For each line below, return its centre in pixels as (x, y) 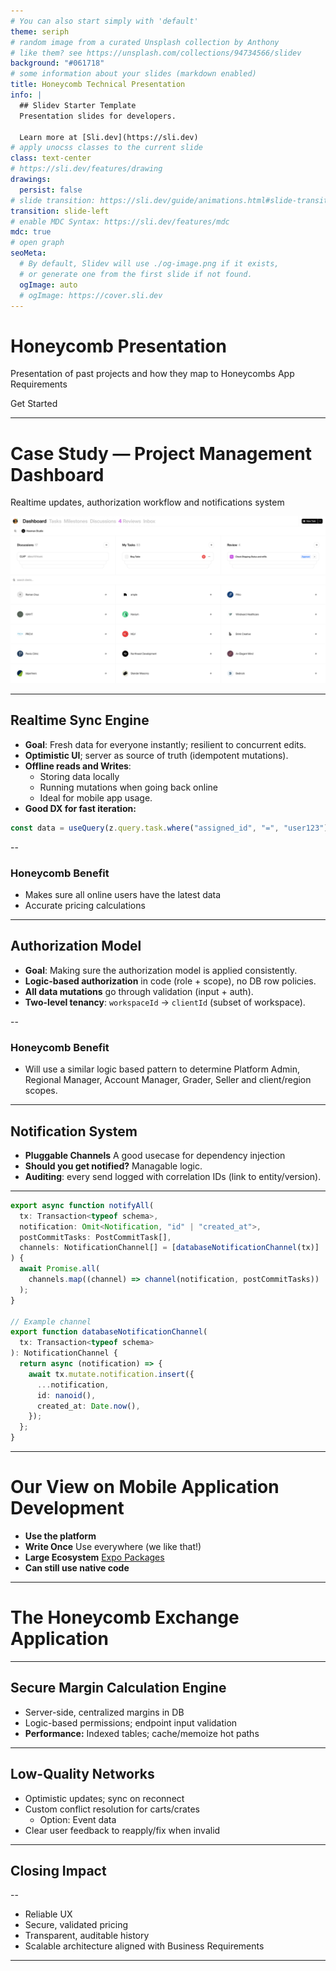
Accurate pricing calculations (85, 905)
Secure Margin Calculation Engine (118, 1688)
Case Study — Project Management (161, 453)
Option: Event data (78, 1819)
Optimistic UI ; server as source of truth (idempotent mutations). (156, 755)
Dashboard (57, 474)
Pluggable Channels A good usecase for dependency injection (155, 1155)
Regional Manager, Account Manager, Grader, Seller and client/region (168, 1080)
